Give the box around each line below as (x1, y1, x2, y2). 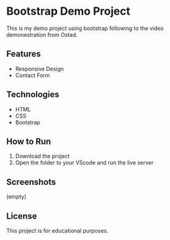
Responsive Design (15, 65, 64, 72)
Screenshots (6, 176, 56, 187)
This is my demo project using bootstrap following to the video (6, 24, 164, 32)
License (6, 211, 37, 221)
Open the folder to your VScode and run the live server (15, 159, 154, 167)
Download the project (15, 152, 70, 160)
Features (6, 49, 41, 59)
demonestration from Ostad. (6, 31, 78, 38)
